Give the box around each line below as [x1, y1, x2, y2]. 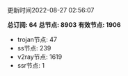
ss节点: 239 [17, 44, 51, 52]
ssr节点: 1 [17, 61, 45, 69]
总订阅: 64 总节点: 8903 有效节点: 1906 [7, 21, 121, 29]
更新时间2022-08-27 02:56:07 [7, 6, 95, 14]
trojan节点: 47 [17, 35, 58, 44]
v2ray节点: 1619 [17, 53, 63, 61]
